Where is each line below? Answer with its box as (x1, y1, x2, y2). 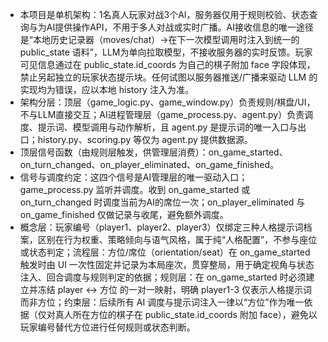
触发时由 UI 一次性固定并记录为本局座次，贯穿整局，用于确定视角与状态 (19, 259, 315, 270)
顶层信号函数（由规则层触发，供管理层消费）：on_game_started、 (19, 146, 288, 158)
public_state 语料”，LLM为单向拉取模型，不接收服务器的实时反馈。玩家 (19, 46, 313, 58)
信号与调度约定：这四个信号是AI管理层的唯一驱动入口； (19, 171, 248, 183)
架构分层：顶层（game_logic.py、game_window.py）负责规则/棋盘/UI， (19, 96, 316, 108)
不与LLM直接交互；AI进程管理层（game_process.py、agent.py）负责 (19, 109, 305, 120)
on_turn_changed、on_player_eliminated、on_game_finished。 (19, 159, 279, 170)
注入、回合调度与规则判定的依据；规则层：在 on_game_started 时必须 (19, 271, 307, 283)
